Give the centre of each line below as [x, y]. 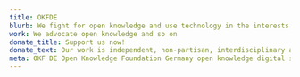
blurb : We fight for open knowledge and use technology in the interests [150, 26]
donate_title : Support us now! [67, 42]
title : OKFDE [33, 17]
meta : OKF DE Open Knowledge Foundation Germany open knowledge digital [147, 58]
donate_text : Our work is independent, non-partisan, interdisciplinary [147, 50]
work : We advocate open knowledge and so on [93, 34]
